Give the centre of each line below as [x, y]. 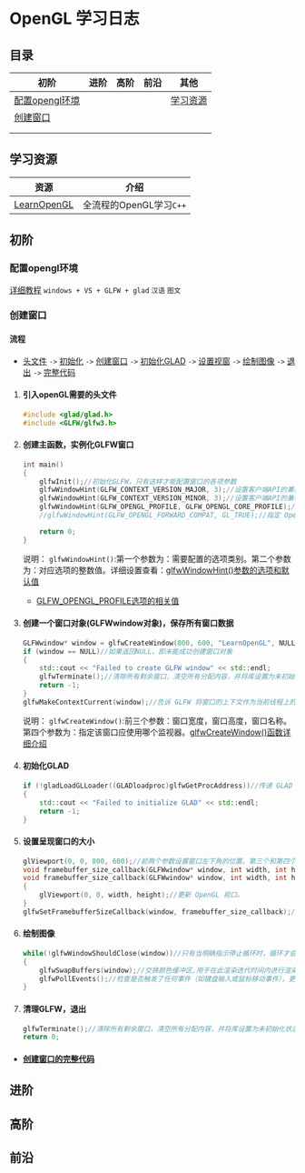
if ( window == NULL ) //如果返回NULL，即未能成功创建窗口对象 [128, 651]
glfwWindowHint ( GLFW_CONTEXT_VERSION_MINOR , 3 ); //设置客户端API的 [163, 498]
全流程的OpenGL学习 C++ [135, 205]
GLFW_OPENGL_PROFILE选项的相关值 [108, 600]
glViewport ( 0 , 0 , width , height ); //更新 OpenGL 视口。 [142, 895]
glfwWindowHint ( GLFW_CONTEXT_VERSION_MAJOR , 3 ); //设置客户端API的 [163, 490]
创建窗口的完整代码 [59, 1058]
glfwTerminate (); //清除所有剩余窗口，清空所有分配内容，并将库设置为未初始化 [154, 1028]
